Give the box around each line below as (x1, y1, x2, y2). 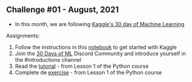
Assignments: (6, 32, 40, 39)
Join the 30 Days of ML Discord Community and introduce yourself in (14, 50, 187, 57)
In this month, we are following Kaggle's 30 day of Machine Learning (14, 20, 185, 27)
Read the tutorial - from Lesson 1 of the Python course (14, 62, 149, 70)
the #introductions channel (14, 56, 82, 63)
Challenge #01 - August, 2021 (6, 5, 119, 15)
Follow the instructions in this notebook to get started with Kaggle (14, 43, 177, 51)
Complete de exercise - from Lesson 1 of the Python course (14, 68, 163, 76)
